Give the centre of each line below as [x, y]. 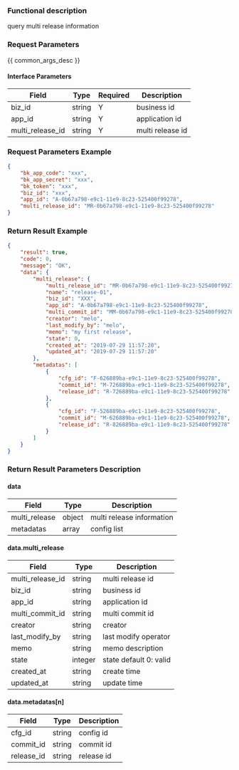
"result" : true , [44, 253]
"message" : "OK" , [46, 266]
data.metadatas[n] [36, 702]
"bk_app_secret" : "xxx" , [57, 180]
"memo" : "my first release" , [89, 332]
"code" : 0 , [36, 259]
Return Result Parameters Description [74, 469]
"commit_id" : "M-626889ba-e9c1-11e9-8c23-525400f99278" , [144, 418]
